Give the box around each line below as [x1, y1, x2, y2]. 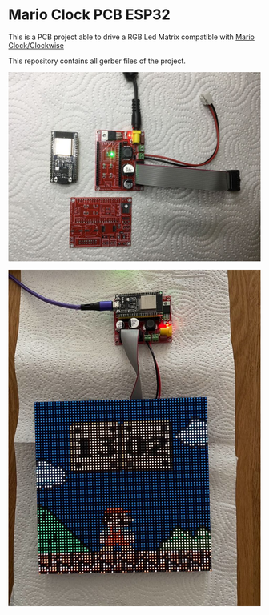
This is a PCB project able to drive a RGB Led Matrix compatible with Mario [8, 32, 255, 42]
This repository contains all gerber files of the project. [8, 56, 187, 66]
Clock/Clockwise [8, 40, 64, 50]
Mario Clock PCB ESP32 [8, 6, 171, 24]
